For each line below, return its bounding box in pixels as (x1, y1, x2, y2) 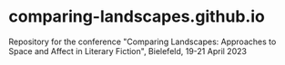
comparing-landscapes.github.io (8, 6, 265, 27)
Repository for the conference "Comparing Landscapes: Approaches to (8, 36, 277, 47)
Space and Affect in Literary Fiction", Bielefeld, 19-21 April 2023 (8, 45, 248, 56)
